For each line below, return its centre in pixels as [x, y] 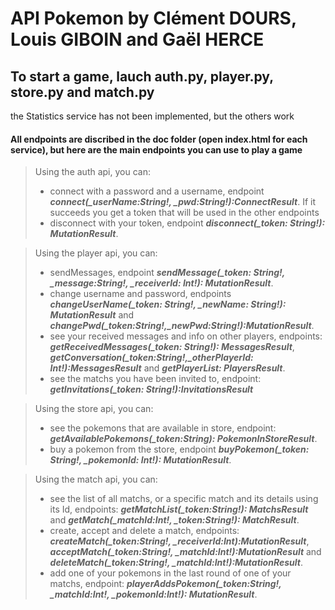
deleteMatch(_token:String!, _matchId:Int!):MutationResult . [176, 563]
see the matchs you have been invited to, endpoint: [155, 379]
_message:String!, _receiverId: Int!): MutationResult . [161, 283]
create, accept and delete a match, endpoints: [144, 531]
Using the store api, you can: [94, 409]
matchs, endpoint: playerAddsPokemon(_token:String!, [165, 584]
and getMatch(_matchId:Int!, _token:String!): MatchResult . [174, 520]
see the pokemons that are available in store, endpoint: [163, 428]
